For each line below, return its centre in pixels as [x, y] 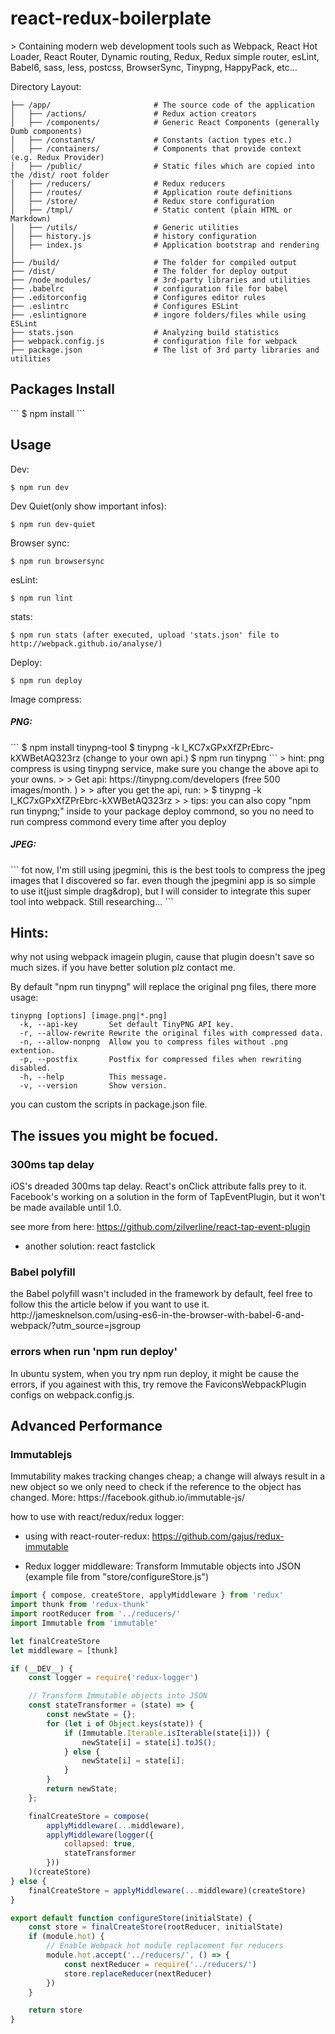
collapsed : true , [100, 1844]
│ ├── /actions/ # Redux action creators [133, 113]
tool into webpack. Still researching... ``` [92, 901]
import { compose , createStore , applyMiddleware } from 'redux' [147, 1595]
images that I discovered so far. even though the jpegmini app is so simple [163, 880]
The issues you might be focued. [114, 1135]
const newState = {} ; [91, 1715]
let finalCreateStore [55, 1641]
